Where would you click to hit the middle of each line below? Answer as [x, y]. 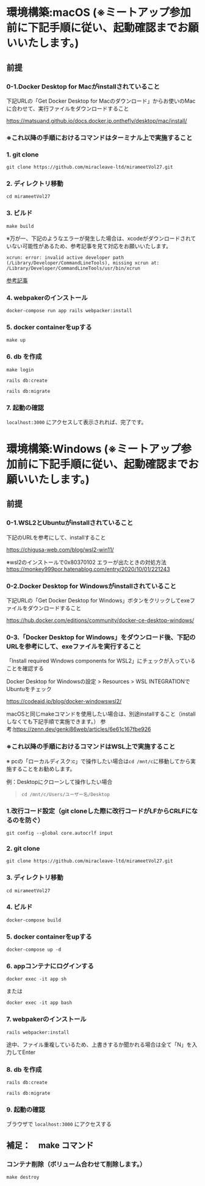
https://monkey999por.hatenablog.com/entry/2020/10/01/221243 [88, 569]
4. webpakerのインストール [47, 298]
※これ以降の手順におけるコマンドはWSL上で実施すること [91, 747]
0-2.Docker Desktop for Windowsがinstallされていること [92, 586]
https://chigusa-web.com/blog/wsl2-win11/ [60, 549]
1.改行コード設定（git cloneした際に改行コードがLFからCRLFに [99, 811]
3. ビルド [20, 213]
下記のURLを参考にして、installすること [56, 537]
